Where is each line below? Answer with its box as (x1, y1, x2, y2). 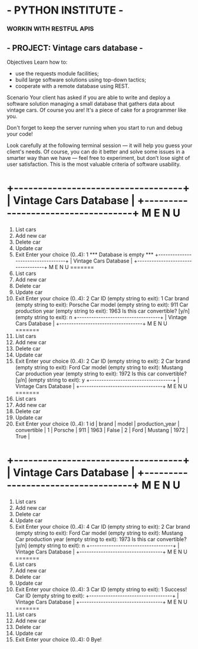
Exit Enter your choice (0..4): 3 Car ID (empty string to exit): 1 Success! (15, 585, 187, 593)
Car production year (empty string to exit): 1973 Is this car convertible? (15, 535, 187, 543)
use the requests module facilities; (15, 70, 99, 77)
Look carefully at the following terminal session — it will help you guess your (6, 142, 193, 149)
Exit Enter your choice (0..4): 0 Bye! (15, 635, 102, 643)
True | (15, 432, 30, 440)
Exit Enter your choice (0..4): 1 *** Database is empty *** (15, 251, 154, 258)
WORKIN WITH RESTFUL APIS (6, 25, 94, 33)
